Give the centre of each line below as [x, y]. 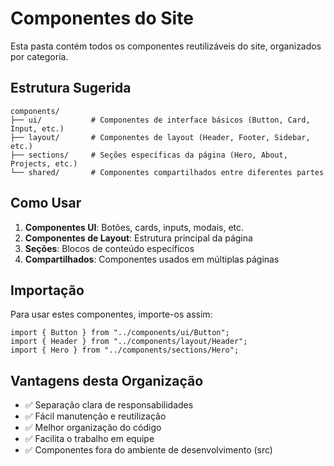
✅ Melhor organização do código [93, 428]
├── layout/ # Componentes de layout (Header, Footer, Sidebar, [160, 137]
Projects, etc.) [44, 163]
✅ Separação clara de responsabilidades [109, 405]
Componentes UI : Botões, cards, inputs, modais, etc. [134, 227]
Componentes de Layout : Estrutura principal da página [138, 238]
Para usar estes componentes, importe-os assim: [111, 314]
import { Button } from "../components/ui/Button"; [120, 333]
